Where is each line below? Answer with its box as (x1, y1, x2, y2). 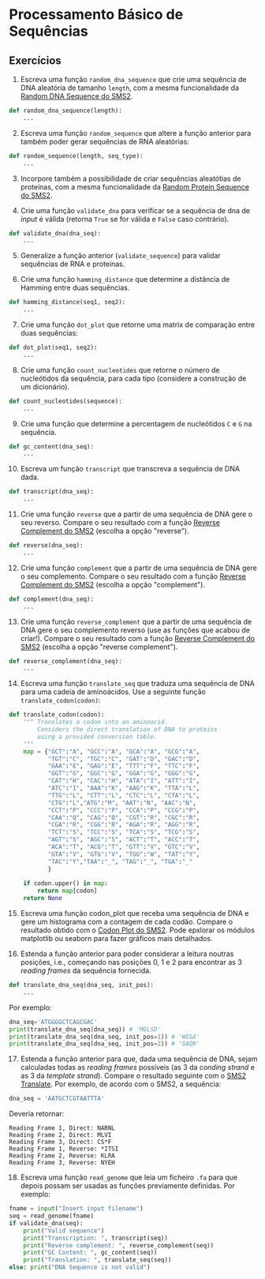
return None (23, 895, 62, 902)
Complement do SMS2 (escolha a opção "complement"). (20, 579, 206, 589)
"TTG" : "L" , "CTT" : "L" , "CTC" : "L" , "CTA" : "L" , (47, 791, 200, 799)
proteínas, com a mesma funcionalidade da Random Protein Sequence (20, 182, 249, 191)
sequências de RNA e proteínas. (20, 259, 125, 269)
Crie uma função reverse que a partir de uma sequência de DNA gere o (20, 509, 253, 519)
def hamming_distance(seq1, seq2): (9, 298, 126, 306)
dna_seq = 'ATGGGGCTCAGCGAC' (9, 1018, 98, 1026)
